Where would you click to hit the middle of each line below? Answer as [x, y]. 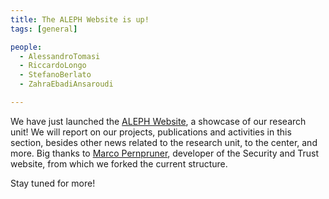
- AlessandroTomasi [60, 56]
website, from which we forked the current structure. [119, 163]
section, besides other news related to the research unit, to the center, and [164, 142]
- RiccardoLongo [53, 66]
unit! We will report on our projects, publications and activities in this [151, 132]
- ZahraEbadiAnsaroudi [66, 84]
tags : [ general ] [44, 29]
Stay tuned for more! [53, 183]
